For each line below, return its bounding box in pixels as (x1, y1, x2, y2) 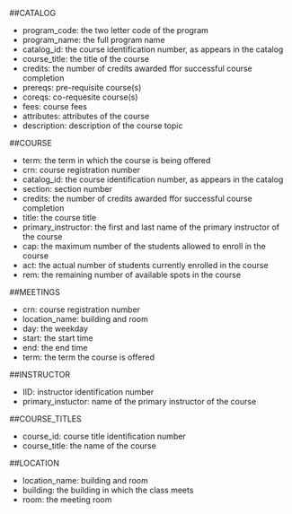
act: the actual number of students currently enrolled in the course (22, 260, 269, 270)
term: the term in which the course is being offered (22, 155, 211, 165)
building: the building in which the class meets (22, 484, 194, 495)
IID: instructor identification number (22, 387, 155, 397)
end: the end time (22, 343, 88, 353)
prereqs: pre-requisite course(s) (22, 83, 142, 92)
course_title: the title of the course (22, 54, 150, 64)
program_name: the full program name (22, 35, 165, 45)
